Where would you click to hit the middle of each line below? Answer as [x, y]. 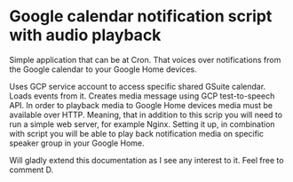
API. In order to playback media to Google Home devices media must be [141, 105]
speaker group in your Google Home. [77, 143]
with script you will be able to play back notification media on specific [137, 133]
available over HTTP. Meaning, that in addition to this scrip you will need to [146, 115]
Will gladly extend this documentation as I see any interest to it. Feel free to [146, 160]
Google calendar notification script [141, 16]
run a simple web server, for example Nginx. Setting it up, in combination [142, 124]
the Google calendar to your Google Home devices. [103, 69]
